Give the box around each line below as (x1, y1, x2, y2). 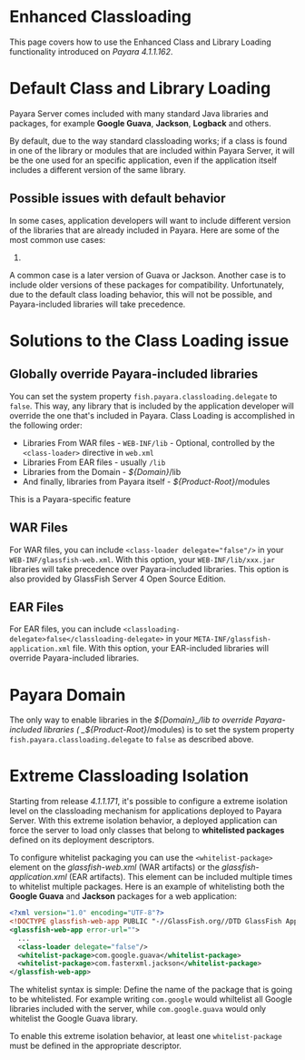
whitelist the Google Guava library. (9, 1013, 138, 1025)
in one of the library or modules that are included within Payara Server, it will (9, 145, 295, 156)
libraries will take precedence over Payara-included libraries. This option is (9, 563, 290, 574)
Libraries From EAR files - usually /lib (22, 457, 166, 468)
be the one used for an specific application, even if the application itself (9, 155, 278, 166)
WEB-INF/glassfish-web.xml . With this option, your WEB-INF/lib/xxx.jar (9, 553, 275, 565)
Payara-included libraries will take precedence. (9, 298, 186, 309)
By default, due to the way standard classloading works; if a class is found (9, 135, 288, 146)
